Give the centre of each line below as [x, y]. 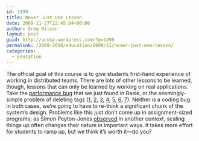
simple [14, 99]
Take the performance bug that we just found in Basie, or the [82, 93]
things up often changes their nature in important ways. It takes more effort [99, 125]
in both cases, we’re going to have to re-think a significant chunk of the [95, 105]
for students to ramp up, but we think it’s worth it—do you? [79, 131]
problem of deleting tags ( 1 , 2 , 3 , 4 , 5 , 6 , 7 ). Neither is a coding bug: [108, 99]
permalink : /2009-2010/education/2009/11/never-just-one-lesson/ [90, 46]
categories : [21, 51]
